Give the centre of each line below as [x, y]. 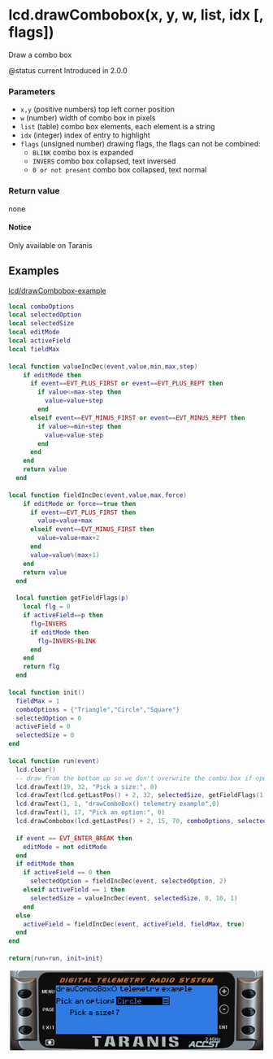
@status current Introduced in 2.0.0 [68, 70]
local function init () [47, 692]
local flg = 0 [47, 607]
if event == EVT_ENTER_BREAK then [74, 838]
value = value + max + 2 [69, 538]
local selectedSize [41, 324]
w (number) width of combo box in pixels [88, 118]
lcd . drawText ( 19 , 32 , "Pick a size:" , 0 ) [87, 787]
